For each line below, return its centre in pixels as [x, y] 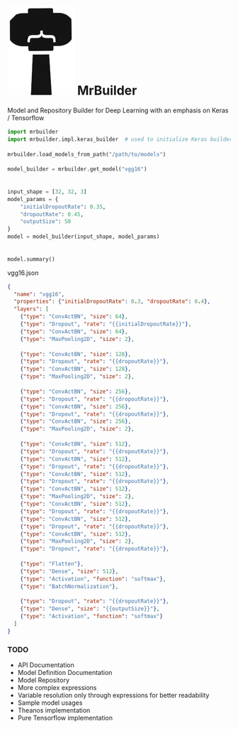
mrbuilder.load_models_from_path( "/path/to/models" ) [87, 154]
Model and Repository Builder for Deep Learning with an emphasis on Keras [118, 110]
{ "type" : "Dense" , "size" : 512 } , [69, 571]
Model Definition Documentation [65, 673]
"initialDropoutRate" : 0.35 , [63, 207]
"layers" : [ [32, 309]
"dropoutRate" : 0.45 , [52, 214]
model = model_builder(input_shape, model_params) [84, 237]
